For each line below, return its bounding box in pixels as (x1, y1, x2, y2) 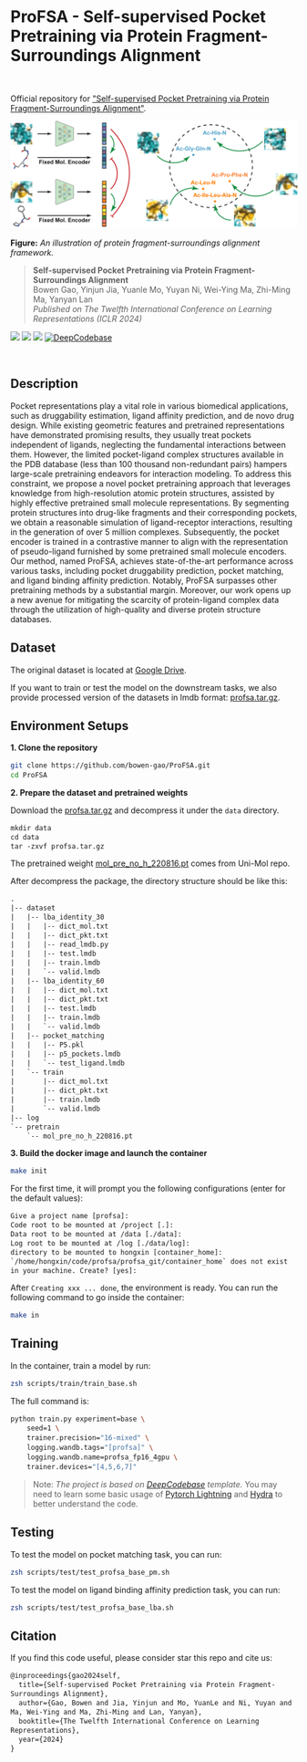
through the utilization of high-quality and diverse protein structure (10, 604, 261, 615)
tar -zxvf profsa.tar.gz (10, 842, 105, 851)
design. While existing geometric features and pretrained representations (10, 420, 285, 431)
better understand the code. (32, 1498, 139, 1509)
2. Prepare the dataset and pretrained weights (10, 787, 189, 798)
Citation (10, 1628, 57, 1643)
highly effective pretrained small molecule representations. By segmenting (10, 497, 290, 508)
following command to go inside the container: (10, 1292, 185, 1303)
